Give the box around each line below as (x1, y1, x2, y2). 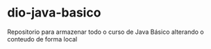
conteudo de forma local (7, 35, 78, 43)
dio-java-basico (7, 5, 101, 21)
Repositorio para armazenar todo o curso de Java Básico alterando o (7, 28, 204, 36)
